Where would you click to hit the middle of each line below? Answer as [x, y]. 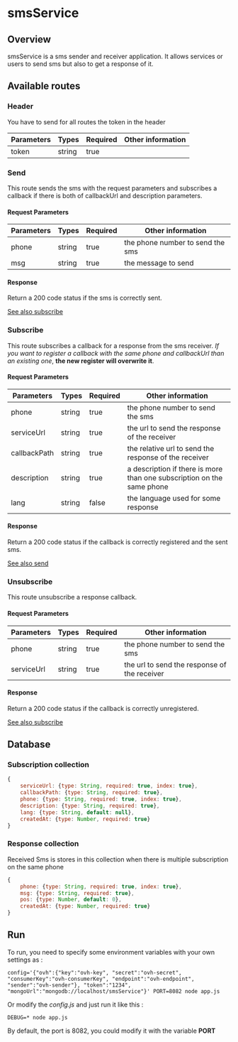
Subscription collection [49, 765]
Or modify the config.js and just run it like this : [75, 1004]
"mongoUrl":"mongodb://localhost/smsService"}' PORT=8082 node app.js [114, 991]
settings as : [25, 960]
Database [29, 745]
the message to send [159, 263]
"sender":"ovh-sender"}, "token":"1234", [69, 985]
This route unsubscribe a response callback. [72, 597]
